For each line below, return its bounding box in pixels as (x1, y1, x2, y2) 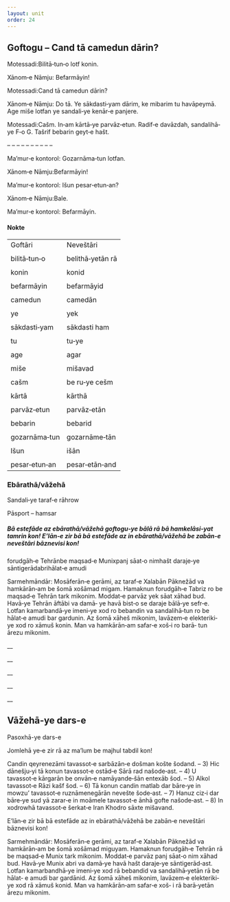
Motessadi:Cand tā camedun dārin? (7, 86, 108, 95)
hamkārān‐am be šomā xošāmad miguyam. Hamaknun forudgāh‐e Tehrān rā (7, 844, 223, 853)
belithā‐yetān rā (66, 253, 117, 263)
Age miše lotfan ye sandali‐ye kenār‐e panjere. (7, 107, 139, 115)
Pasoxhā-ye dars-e (7, 732, 62, 741)
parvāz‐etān (66, 404, 106, 414)
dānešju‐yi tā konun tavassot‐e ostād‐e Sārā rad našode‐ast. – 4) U (7, 767, 197, 775)
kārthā (66, 391, 88, 400)
